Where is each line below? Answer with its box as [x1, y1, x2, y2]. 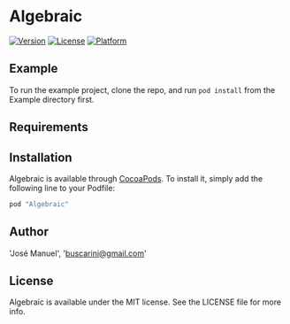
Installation [9, 150, 72, 165]
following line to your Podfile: [9, 182, 116, 193]
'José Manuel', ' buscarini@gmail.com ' [9, 248, 148, 258]
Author [9, 224, 49, 240]
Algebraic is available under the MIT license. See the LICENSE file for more [9, 297, 281, 307]
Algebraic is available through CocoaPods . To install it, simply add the [9, 173, 263, 183]
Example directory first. [9, 94, 95, 104]
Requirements [9, 120, 88, 135]
